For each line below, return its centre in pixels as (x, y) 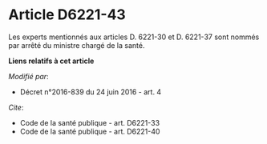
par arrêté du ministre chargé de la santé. (77, 45)
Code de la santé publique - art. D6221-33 (90, 122)
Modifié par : (29, 76)
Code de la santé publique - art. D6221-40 (90, 131)
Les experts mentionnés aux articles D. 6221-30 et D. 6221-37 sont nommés (134, 37)
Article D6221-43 (67, 15)
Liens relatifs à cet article (51, 61)
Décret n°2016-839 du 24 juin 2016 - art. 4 (91, 92)
